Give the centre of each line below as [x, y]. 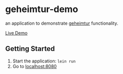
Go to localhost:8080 [35, 66]
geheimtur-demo [42, 9]
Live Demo [16, 33]
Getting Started [30, 49]
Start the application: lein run [44, 61]
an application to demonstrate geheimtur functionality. [62, 23]
